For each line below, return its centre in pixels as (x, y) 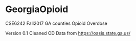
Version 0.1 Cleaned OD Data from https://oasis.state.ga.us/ (68, 33)
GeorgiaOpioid (37, 9)
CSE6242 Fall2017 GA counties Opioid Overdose (56, 23)
